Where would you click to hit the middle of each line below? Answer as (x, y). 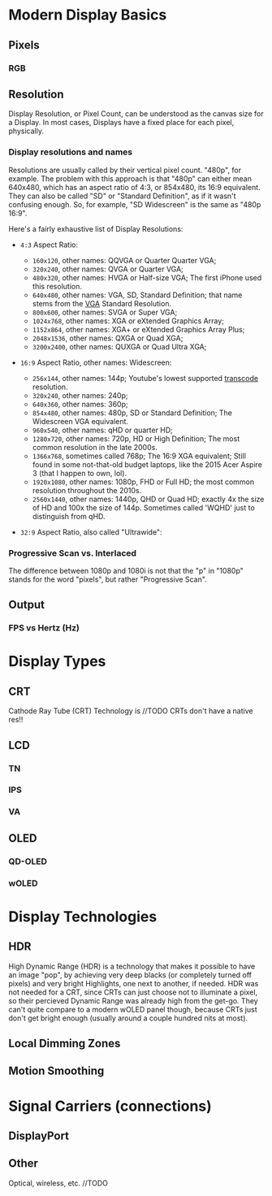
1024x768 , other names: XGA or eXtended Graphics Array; (128, 321)
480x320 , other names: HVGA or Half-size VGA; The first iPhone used (147, 277)
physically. (26, 131)
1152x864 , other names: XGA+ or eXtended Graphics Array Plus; (138, 329)
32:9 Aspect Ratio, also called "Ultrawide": (91, 532)
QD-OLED (28, 861)
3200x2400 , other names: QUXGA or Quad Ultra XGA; (119, 346)
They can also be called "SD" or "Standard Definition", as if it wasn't (123, 196)
